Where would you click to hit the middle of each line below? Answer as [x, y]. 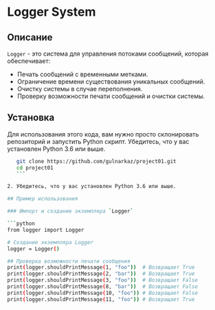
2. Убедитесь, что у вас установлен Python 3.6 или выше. [92, 187]
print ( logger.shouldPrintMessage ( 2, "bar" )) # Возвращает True [101, 274]
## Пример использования [43, 199]
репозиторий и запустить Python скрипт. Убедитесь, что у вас [98, 141]
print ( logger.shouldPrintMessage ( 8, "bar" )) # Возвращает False [102, 287]
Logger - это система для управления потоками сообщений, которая [108, 53]
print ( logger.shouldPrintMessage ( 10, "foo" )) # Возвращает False [102, 293]
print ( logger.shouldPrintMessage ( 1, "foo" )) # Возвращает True [101, 267]
